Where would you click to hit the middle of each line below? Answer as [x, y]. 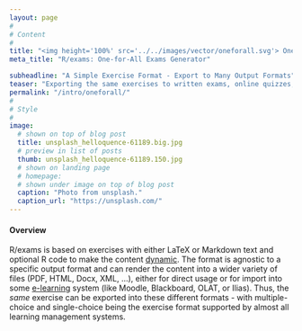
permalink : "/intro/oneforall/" [70, 92]
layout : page [34, 18]
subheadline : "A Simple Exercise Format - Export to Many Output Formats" [152, 76]
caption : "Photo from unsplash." [80, 193]
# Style [24, 109]
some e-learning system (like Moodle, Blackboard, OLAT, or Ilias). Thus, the [149, 288]
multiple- [271, 298]
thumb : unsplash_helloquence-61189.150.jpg [100, 159]
